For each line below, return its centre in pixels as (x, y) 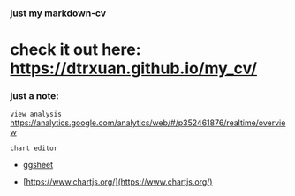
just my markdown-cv (58, 13)
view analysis (36, 114)
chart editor (34, 148)
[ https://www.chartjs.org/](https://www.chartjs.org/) (117, 182)
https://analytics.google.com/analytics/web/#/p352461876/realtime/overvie (148, 123)
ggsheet (38, 165)
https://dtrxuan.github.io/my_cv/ (134, 68)
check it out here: (76, 50)
